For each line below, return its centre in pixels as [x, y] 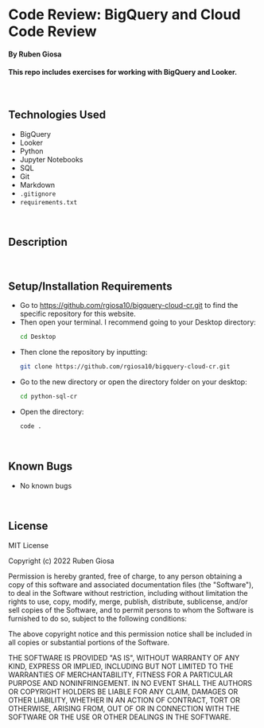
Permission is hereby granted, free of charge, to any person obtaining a [125, 576]
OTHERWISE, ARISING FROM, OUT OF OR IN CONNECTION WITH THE [124, 708]
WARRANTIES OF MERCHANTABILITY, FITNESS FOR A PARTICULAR [120, 675]
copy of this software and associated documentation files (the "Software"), [131, 584]
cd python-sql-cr [49, 397]
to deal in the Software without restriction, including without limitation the [128, 593]
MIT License [29, 545]
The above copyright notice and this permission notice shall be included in [130, 633]
